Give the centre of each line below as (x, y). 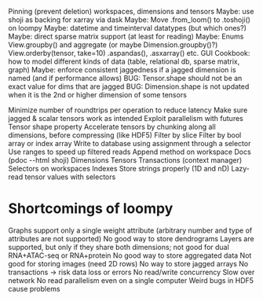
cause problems (34, 288)
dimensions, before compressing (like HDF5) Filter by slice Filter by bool (125, 135)
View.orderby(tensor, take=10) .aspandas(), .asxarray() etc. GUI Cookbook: (129, 53)
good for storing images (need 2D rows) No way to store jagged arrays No (128, 263)
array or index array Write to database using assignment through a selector (130, 143)
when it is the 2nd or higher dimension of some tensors (97, 95)
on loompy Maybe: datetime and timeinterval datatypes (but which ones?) (128, 28)
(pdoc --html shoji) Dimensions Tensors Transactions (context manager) (125, 160)
